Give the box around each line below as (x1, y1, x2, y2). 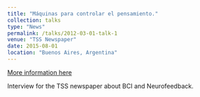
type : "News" (7, 23, 46, 30)
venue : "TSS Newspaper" (7, 36, 77, 43)
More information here (7, 68, 72, 77)
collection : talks (7, 17, 61, 24)
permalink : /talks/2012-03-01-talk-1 (7, 29, 118, 37)
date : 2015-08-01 (7, 43, 58, 50)
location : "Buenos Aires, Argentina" (7, 50, 118, 57)
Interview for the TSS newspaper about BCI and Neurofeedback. (7, 82, 194, 90)
